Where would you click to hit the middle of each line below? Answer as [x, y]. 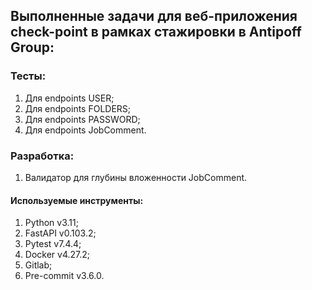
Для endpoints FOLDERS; [78, 108]
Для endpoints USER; [69, 98]
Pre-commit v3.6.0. [64, 276]
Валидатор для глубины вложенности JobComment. [136, 177]
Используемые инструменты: [77, 200]
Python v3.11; [51, 223]
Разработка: [42, 156]
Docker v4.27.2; [57, 255]
